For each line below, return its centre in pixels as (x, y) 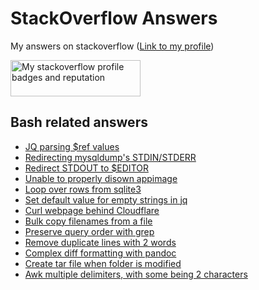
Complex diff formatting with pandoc (100, 253)
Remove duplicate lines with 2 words (100, 242)
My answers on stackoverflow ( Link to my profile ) (112, 46)
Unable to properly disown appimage (101, 178)
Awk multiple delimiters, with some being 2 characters (136, 274)
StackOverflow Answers (114, 18)
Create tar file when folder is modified (103, 263)
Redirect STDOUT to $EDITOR (86, 168)
